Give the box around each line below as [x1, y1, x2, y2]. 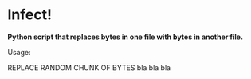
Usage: [7, 47, 31, 57]
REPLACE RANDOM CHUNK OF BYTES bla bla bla [7, 62, 171, 73]
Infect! [7, 6, 53, 24]
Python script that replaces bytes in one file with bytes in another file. [7, 32, 244, 41]
